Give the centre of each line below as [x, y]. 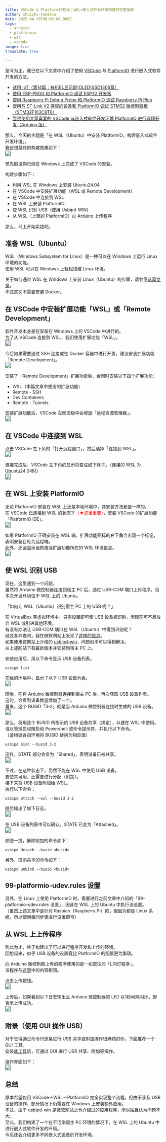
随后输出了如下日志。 [27, 808]
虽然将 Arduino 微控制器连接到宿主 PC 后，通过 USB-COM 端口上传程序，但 [82, 589]
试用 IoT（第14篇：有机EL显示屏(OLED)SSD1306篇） [66, 87]
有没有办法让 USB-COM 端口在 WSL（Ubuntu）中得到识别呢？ [69, 629]
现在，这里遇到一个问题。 [31, 583]
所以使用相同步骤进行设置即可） [46, 917]
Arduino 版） [34, 124]
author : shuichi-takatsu [31, 14]
